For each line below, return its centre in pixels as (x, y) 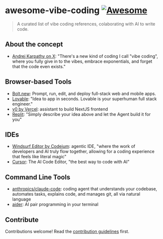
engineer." (22, 104)
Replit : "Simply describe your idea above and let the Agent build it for (81, 114)
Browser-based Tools (38, 82)
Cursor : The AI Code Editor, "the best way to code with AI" (71, 162)
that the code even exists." (39, 66)
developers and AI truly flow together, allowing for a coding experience (83, 151)
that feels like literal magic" (39, 157)
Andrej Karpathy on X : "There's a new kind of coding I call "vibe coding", (85, 56)
